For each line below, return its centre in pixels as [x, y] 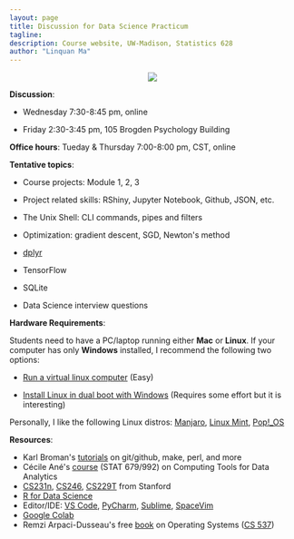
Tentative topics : [42, 165]
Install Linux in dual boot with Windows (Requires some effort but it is [152, 395]
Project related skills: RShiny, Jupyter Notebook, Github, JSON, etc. [148, 200]
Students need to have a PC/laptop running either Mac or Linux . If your [142, 340]
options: [25, 360]
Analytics [40, 476]
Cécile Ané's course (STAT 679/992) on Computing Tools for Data [146, 467]
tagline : [26, 34]
